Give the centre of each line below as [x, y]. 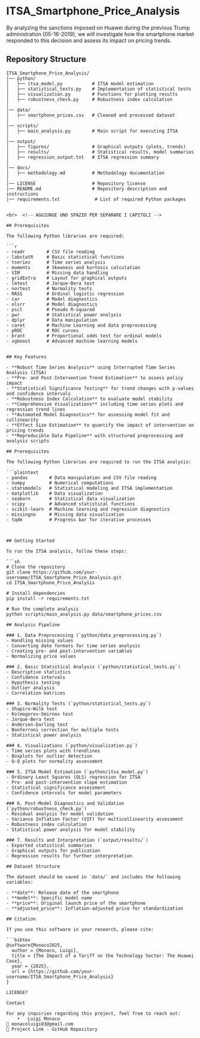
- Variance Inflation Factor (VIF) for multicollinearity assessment [95, 819]
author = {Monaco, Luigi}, [45, 950]
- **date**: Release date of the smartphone [63, 893]
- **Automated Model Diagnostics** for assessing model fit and [88, 415]
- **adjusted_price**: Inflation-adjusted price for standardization [95, 908]
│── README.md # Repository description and [87, 189]
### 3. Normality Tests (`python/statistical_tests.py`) [79, 704]
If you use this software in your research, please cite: [80, 929]
